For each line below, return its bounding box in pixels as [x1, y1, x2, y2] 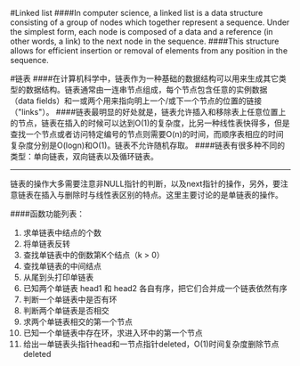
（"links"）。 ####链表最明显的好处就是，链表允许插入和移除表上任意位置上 [10, 107, 287, 117]
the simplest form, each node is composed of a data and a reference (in [10, 27, 274, 37]
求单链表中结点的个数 [22, 227, 101, 238]
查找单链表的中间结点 [22, 261, 101, 271]
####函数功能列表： [10, 208, 85, 219]
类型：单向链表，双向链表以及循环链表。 [10, 151, 158, 161]
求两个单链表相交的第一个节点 [22, 316, 133, 327]
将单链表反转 [22, 239, 70, 248]
